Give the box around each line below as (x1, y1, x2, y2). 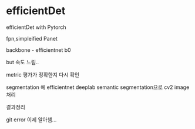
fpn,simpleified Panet (6, 35, 58, 42)
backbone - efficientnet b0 (6, 46, 72, 54)
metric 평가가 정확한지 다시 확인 (6, 71, 80, 78)
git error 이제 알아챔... (6, 116, 57, 123)
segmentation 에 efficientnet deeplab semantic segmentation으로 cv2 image (6, 84, 190, 91)
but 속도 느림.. (6, 58, 39, 65)
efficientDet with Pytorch (6, 24, 66, 31)
